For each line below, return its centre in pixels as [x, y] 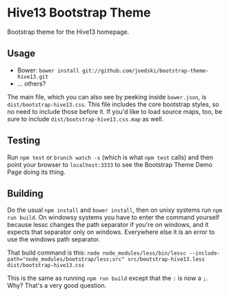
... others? [31, 83]
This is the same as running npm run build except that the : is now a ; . [108, 278]
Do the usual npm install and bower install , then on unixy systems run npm [115, 210]
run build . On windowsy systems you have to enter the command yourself [113, 217]
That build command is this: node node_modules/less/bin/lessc [97, 253]
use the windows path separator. [54, 239]
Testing [24, 140]
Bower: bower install [48, 70]
